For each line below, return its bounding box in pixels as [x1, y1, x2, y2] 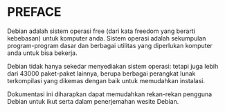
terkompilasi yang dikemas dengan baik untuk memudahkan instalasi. [7, 76, 206, 85]
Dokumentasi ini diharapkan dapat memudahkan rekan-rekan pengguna [7, 90, 213, 98]
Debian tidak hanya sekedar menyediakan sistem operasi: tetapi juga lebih [7, 62, 219, 70]
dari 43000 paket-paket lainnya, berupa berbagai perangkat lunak [7, 69, 196, 78]
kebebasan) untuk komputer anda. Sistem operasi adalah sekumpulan [7, 34, 206, 42]
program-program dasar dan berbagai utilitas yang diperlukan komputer [7, 41, 213, 49]
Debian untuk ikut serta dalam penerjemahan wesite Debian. [7, 97, 179, 105]
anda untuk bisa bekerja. [7, 49, 78, 57]
